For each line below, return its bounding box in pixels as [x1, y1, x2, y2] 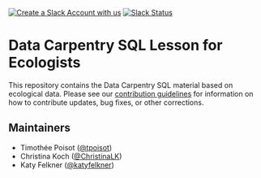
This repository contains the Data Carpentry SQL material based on [8, 80, 233, 89]
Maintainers [8, 121, 71, 135]
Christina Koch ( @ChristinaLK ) [19, 151, 122, 161]
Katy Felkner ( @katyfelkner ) [19, 159, 115, 170]
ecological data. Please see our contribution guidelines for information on [8, 89, 254, 98]
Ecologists [8, 54, 81, 72]
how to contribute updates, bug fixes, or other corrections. [8, 98, 204, 107]
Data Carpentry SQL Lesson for [8, 37, 223, 54]
